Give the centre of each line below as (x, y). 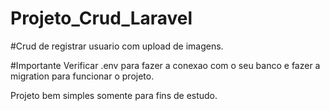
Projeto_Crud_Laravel (101, 18)
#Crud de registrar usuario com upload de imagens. (117, 46)
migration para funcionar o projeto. (82, 76)
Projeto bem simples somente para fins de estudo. (114, 95)
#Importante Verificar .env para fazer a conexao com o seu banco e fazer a (165, 65)
